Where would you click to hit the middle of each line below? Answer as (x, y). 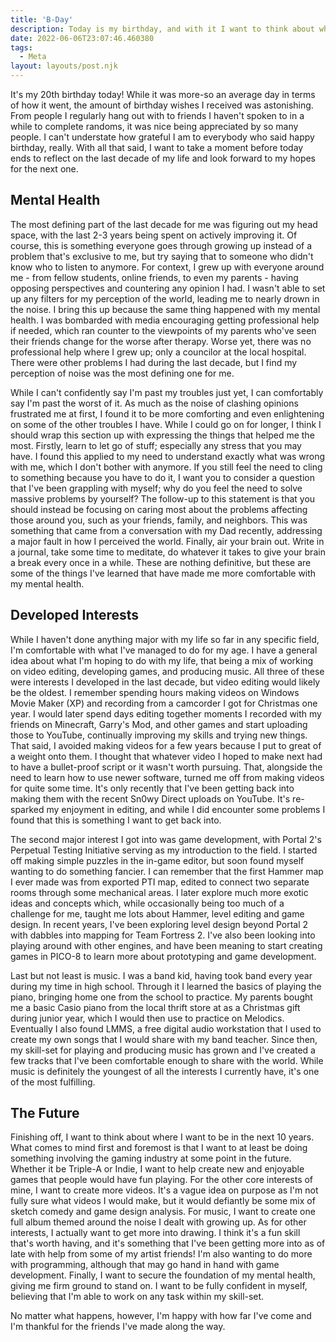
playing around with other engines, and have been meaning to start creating (166, 945)
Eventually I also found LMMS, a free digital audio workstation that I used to (166, 1028)
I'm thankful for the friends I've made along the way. (118, 1327)
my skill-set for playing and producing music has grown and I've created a (163, 1050)
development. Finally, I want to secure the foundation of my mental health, (163, 1275)
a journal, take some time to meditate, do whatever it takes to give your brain (168, 552)
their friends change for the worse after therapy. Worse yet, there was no (161, 341)
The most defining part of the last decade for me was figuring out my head (164, 224)
